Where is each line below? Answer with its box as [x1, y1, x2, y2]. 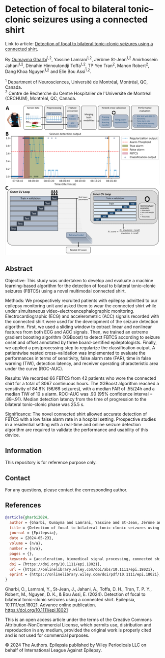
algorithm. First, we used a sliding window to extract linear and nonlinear [5, 324, 152, 330]
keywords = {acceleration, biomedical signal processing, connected [9, 556, 153, 561]
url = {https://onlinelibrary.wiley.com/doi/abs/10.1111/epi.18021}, [9, 567, 155, 572]
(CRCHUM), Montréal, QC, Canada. [5, 95, 77, 102]
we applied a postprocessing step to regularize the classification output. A [5, 345, 156, 351]
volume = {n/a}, [9, 541, 43, 546]
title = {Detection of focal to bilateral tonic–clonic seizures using [9, 525, 160, 530]
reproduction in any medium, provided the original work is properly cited [5, 627, 152, 633]
